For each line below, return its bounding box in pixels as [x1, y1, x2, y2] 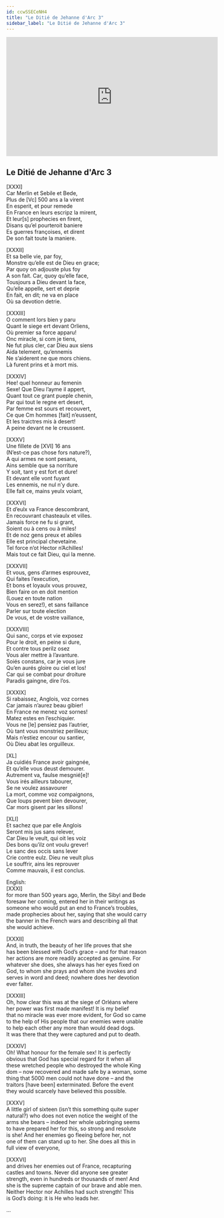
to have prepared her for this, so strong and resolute [6, 1125, 136, 1133]
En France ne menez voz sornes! [6, 708, 88, 715]
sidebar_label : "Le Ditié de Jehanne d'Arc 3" [6, 20, 126, 26]
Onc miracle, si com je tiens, [6, 336, 77, 343]
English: [6, 879, 26, 886]
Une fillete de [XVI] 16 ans [6, 443, 71, 450]
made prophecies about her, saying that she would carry [6, 911, 147, 918]
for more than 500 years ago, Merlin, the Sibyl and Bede [6, 892, 146, 899]
